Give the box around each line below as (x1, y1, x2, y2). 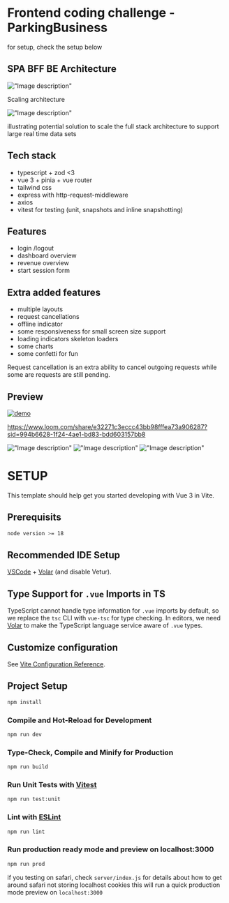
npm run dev (7, 731, 42, 738)
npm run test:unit (7, 796, 61, 803)
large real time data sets (7, 129, 77, 137)
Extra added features (7, 286, 101, 298)
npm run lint (7, 828, 45, 835)
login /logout (17, 244, 54, 253)
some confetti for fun (17, 350, 79, 358)
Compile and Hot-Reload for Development (7, 715, 152, 725)
